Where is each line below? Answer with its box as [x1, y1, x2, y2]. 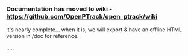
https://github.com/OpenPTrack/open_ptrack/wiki [6, 12, 158, 20]
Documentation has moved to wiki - [6, 5, 113, 13]
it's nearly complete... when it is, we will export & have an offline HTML [6, 26, 183, 33]
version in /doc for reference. [6, 33, 80, 40]
